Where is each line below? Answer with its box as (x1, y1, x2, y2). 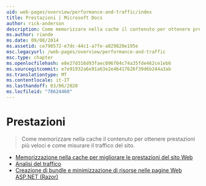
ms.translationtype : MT (6, 72, 67, 78)
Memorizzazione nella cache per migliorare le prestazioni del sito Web (15, 154, 193, 161)
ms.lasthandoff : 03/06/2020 (6, 83, 78, 89)
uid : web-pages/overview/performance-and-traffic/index (6, 9, 152, 15)
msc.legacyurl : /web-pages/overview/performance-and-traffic (6, 49, 166, 55)
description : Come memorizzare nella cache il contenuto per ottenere (6, 26, 191, 32)
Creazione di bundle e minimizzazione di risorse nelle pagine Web (15, 166, 182, 174)
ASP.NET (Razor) (15, 173, 59, 180)
